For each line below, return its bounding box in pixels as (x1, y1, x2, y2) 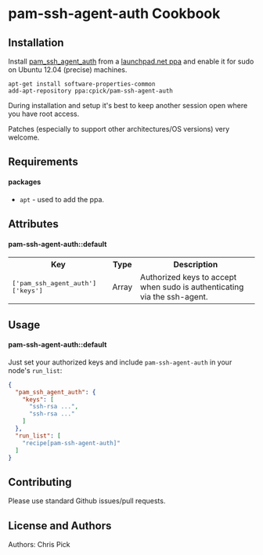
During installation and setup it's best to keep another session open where (8, 101, 248, 110)
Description (173, 259, 218, 270)
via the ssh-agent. (139, 292, 209, 303)
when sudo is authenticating (139, 281, 244, 292)
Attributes (8, 217, 59, 230)
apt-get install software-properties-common (8, 80, 156, 88)
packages (8, 177, 41, 187)
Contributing (8, 475, 72, 488)
